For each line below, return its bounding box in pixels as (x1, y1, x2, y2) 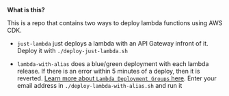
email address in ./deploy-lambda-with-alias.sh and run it (16, 82, 183, 89)
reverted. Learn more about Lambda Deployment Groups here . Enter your (16, 74, 217, 82)
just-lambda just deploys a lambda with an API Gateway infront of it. (16, 39, 208, 47)
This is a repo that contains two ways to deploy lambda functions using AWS (7, 19, 223, 27)
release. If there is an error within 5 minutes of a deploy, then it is (16, 67, 200, 75)
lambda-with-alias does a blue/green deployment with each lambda (16, 60, 209, 67)
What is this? (7, 6, 46, 14)
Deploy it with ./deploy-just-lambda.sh (16, 47, 129, 54)
